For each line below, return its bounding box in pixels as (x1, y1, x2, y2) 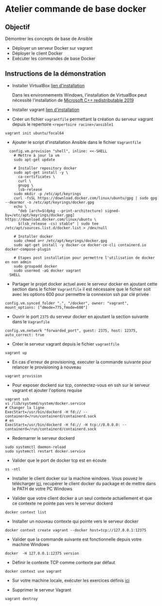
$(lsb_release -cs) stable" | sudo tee (17, 221, 98, 226)
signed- (105, 208, 120, 213)
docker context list (5, 509, 47, 515)
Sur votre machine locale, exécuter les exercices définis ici (12, 577, 130, 583)
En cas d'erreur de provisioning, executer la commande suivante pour (12, 359, 152, 365)
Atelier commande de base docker (5, 3, 146, 15)
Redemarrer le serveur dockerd (12, 435, 75, 441)
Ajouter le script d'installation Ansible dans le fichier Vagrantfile (12, 139, 142, 145)
